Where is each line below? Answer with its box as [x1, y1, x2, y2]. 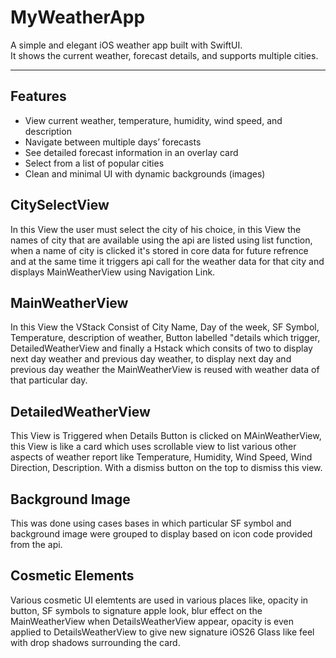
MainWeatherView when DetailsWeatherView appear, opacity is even [10, 615, 294, 627]
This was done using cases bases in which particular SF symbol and [10, 517, 292, 529]
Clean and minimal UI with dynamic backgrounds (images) [24, 167, 266, 180]
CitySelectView [10, 197, 110, 214]
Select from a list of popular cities [24, 157, 165, 169]
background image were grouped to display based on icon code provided [10, 528, 313, 540]
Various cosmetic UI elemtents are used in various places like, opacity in [10, 594, 309, 606]
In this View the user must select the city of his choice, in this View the [10, 223, 302, 235]
